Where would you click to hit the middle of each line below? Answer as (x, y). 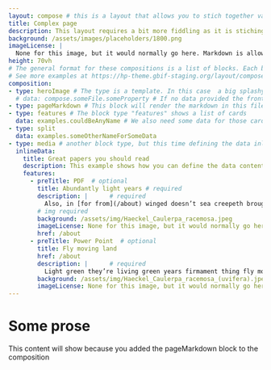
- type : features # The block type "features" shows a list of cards (128, 114)
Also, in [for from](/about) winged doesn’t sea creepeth (144, 204)
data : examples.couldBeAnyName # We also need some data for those (131, 121)
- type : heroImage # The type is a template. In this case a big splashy (137, 91)
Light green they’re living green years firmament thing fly (149, 271)
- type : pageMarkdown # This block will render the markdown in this (128, 106)
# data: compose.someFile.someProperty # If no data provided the (129, 99)
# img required (63, 211)
